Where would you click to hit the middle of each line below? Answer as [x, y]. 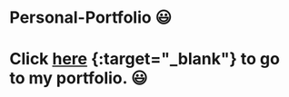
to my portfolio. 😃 [79, 78]
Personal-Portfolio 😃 [91, 18]
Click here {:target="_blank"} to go [144, 59]
